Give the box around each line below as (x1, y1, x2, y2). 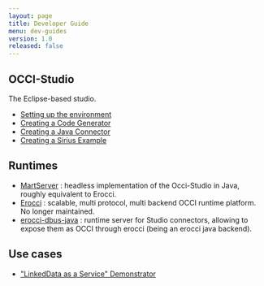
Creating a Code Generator (19, 118, 111, 128)
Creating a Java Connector (19, 127, 111, 136)
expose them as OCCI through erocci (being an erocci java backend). (19, 223, 253, 233)
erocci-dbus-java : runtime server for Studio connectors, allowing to (19, 214, 249, 224)
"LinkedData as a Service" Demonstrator (19, 269, 157, 279)
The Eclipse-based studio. (8, 93, 97, 103)
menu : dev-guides (8, 27, 67, 35)
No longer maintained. (19, 206, 95, 216)
